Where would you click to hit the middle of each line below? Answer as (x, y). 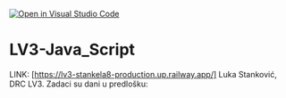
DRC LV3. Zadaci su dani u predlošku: (79, 84)
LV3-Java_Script (72, 50)
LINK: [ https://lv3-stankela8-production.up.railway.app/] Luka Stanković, (143, 74)
